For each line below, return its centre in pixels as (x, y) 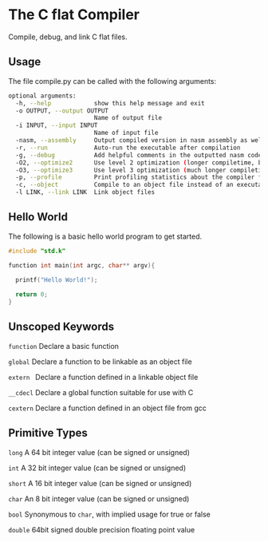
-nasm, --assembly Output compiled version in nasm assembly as (132, 140)
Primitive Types (48, 433)
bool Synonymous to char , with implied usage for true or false (110, 514)
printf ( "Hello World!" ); (57, 280)
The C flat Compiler (74, 15)
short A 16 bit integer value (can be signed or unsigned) (100, 483)
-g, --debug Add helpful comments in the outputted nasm (130, 155)
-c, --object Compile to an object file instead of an (124, 185)
